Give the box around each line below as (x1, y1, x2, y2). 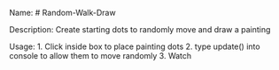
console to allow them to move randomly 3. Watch (9, 51, 192, 60)
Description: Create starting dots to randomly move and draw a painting (9, 24, 271, 34)
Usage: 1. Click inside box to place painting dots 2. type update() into (9, 41, 260, 52)
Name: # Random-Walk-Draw (9, 8, 117, 17)
